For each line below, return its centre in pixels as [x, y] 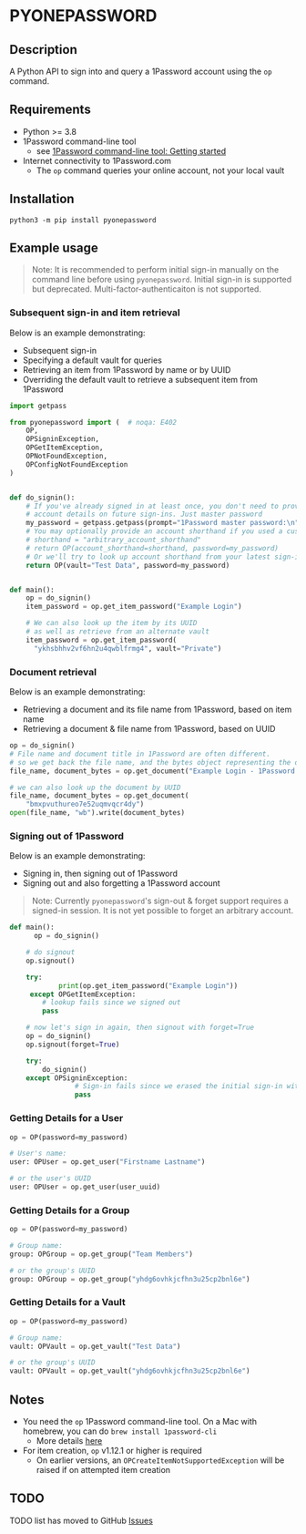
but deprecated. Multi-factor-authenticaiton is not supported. [147, 289]
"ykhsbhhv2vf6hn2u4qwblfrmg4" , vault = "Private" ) [127, 648]
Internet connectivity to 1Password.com [97, 160]
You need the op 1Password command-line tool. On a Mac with [140, 1422]
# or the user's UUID [51, 1179]
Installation [42, 199]
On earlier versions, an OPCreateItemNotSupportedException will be [160, 1460]
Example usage [54, 248]
